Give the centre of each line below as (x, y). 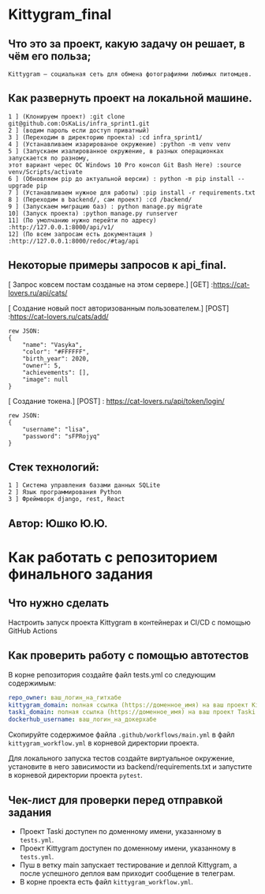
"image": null (45, 379)
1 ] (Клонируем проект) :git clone (67, 116)
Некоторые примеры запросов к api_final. (118, 265)
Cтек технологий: (54, 468)
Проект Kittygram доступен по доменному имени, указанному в (128, 848)
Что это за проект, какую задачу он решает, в (127, 44)
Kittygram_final (60, 15)
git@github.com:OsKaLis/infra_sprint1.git (79, 123)
